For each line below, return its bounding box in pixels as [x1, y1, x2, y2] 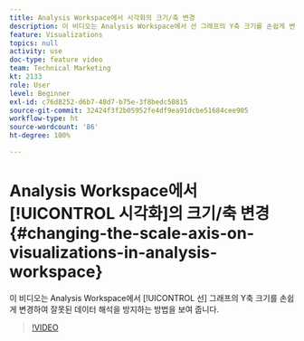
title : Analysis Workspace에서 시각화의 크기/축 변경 [9, 13, 195, 23]
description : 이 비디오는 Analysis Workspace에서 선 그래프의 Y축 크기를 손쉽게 [9, 22, 286, 31]
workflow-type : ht [9, 114, 79, 123]
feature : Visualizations [9, 30, 103, 39]
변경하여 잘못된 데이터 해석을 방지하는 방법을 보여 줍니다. [18, 304, 220, 315]
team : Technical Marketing [9, 64, 111, 73]
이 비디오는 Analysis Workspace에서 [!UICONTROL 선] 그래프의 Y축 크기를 [9, 292, 278, 303]
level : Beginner [9, 89, 71, 98]
